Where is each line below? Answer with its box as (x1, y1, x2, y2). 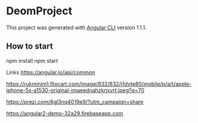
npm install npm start (6, 57, 58, 64)
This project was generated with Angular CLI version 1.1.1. (6, 24, 147, 31)
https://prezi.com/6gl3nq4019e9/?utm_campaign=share (6, 98, 144, 105)
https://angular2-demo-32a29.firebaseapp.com (6, 109, 123, 117)
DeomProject (6, 4, 73, 18)
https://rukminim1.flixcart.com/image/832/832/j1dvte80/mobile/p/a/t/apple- (6, 80, 192, 87)
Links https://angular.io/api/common (6, 69, 95, 76)
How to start (6, 41, 53, 51)
